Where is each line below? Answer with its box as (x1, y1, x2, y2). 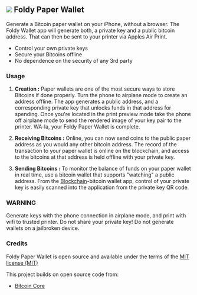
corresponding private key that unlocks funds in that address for (14, 104, 172, 111)
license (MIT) (6, 259, 38, 266)
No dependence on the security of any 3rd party (14, 57, 133, 64)
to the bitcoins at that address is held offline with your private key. (14, 153, 175, 161)
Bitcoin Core (14, 282, 45, 289)
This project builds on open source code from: (6, 271, 119, 278)
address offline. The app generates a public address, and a (14, 98, 159, 105)
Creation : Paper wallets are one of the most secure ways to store (14, 85, 175, 92)
